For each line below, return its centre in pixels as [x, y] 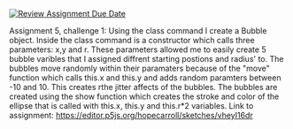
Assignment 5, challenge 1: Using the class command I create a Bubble [138, 30]
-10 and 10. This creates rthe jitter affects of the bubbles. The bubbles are [143, 87]
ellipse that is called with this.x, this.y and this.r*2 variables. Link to [131, 106]
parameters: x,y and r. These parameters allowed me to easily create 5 [138, 49]
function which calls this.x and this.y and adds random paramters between [145, 78]
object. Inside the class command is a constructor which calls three [132, 40]
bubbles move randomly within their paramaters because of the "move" [139, 68]
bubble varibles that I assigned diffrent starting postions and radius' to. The [146, 59]
